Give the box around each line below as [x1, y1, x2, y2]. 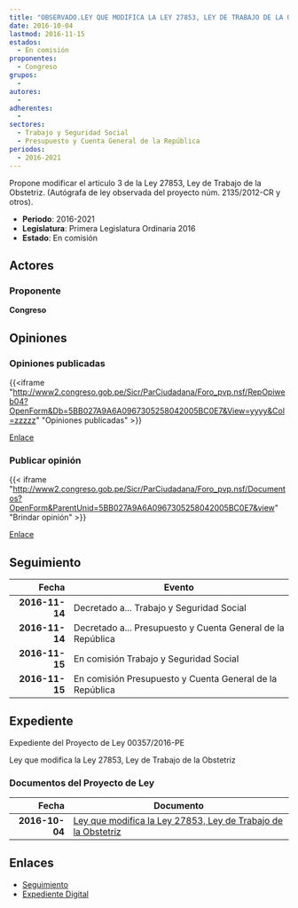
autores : [9, 87, 42, 96]
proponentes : [9, 54, 58, 63]
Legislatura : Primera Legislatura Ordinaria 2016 [21, 223, 196, 233]
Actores [9, 258, 55, 273]
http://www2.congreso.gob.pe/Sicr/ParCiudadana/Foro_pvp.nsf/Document [12, 484, 286, 495]
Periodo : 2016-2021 [21, 214, 95, 224]
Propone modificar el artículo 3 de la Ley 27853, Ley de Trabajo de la [9, 177, 262, 188]
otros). [9, 196, 34, 207]
